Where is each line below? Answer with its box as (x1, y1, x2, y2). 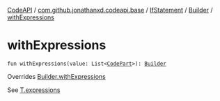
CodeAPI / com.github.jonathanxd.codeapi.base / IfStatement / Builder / (7, 6, 214, 14)
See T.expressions (7, 86, 61, 94)
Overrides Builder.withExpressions (7, 72, 106, 80)
